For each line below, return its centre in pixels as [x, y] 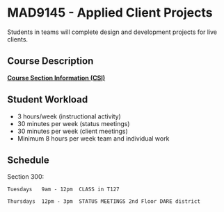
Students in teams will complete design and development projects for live [112, 32]
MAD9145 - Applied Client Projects [110, 13]
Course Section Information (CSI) [56, 78]
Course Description [50, 61]
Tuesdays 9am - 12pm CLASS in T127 [63, 189]
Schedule [29, 160]
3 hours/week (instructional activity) [69, 116]
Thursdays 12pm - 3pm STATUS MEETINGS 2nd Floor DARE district [104, 202]
